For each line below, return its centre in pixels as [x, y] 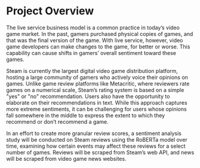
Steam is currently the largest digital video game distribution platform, [92, 71]
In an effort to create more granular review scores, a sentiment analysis [94, 133]
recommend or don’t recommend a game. [57, 121]
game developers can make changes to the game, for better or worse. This [98, 47]
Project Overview [50, 11]
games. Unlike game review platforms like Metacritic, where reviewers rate [98, 83]
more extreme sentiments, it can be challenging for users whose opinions [96, 109]
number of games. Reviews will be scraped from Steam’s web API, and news [100, 152]
